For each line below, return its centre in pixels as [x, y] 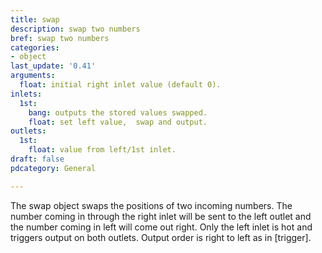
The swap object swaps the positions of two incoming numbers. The [151, 205]
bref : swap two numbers [60, 38]
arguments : [33, 76]
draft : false [37, 159]
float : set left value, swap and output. [118, 122]
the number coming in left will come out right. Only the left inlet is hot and [161, 227]
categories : [35, 47]
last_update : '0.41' [53, 66]
